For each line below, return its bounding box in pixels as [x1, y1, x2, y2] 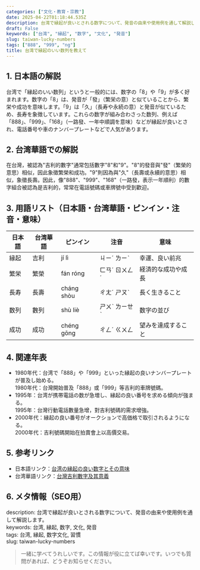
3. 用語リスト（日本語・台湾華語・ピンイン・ [6, 203, 172, 213]
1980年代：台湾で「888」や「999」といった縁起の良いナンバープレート [14, 369, 192, 376]
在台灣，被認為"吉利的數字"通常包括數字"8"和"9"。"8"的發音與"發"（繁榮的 [6, 162, 192, 169]
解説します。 [16, 516, 48, 523]
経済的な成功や [139, 265, 182, 273]
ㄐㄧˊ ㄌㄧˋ [99, 254, 130, 263]
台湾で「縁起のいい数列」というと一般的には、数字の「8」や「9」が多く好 [6, 88, 190, 95]
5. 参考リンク [6, 448, 55, 458]
